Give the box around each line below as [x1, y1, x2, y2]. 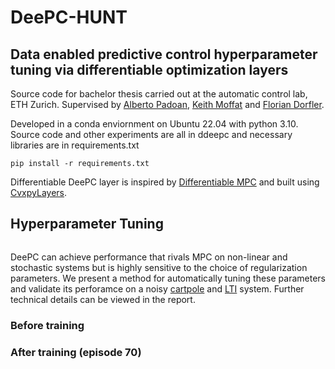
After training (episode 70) [10, 345, 142, 359]
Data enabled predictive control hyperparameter [10, 46, 318, 63]
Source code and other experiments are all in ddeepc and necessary [10, 129, 293, 140]
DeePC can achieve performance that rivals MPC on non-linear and [10, 251, 288, 263]
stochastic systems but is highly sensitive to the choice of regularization [10, 261, 308, 273]
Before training [10, 318, 85, 332]
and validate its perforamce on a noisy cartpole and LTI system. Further [10, 282, 305, 295]
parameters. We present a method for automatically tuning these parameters [10, 272, 326, 284]
